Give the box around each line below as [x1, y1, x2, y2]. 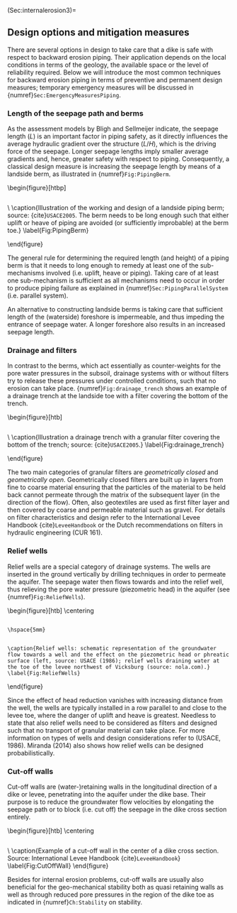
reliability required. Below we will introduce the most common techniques [7, 67, 221, 77]
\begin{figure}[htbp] [7, 184, 67, 192]
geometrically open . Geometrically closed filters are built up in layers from [7, 476, 224, 484]
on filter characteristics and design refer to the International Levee [7, 513, 200, 522]
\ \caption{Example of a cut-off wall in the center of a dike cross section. [7, 846, 219, 855]
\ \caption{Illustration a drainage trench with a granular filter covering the [7, 433, 221, 442]
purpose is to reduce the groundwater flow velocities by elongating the [7, 798, 214, 806]
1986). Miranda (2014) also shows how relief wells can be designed [7, 741, 204, 750]
